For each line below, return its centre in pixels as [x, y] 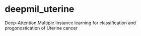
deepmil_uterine [40, 9]
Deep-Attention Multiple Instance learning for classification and [70, 23]
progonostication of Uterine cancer [41, 28]
